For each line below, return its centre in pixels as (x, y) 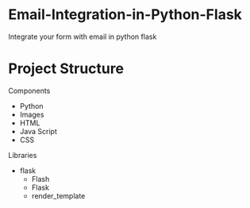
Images (32, 114)
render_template (58, 195)
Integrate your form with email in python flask (83, 37)
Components (29, 91)
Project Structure (66, 69)
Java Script (38, 131)
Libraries (23, 155)
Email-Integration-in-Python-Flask (125, 15)
